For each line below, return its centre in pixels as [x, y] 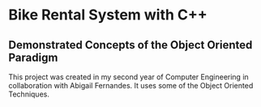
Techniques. [29, 94]
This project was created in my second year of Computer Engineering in [128, 77]
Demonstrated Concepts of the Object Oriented [130, 45]
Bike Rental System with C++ [108, 15]
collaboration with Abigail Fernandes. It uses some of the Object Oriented [131, 86]
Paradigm [33, 57]
